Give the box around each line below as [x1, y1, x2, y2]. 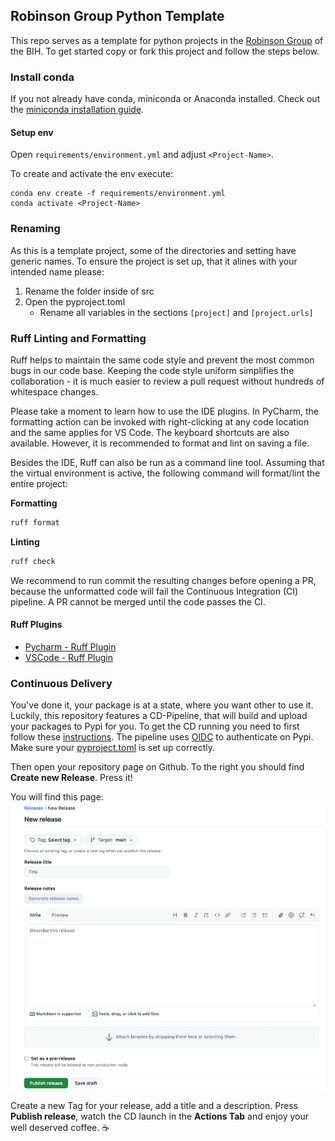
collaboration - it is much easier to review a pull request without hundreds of [10, 375, 325, 387]
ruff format [10, 517, 60, 528]
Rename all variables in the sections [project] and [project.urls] [39, 306, 314, 318]
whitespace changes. [10, 385, 99, 398]
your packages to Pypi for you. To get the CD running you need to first [10, 720, 300, 733]
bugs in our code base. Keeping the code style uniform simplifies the [10, 364, 295, 376]
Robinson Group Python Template [10, 8, 225, 25]
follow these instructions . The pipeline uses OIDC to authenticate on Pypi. [10, 731, 314, 743]
